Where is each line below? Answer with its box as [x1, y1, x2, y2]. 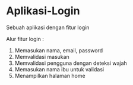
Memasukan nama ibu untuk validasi [14, 65, 104, 73]
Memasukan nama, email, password [14, 46, 103, 54]
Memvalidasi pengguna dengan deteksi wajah [14, 59, 128, 67]
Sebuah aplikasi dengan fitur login [6, 24, 90, 31]
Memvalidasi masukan [14, 53, 69, 60]
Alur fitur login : [6, 35, 45, 42]
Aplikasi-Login [6, 4, 80, 18]
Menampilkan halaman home [14, 72, 85, 79]
